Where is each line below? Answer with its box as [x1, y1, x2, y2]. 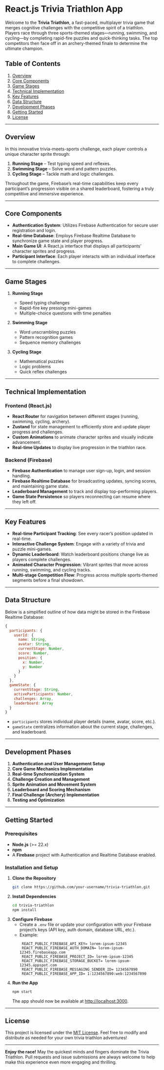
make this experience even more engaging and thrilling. [5, 1059, 117, 1065]
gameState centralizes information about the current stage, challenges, [12, 724, 154, 730]
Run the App [12, 980, 38, 986]
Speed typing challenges [19, 300, 70, 306]
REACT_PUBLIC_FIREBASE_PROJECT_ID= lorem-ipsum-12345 [21, 954, 133, 959]
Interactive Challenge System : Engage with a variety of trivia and [12, 541, 145, 546]
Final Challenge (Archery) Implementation [12, 792, 100, 798]
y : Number [22, 664, 42, 670]
